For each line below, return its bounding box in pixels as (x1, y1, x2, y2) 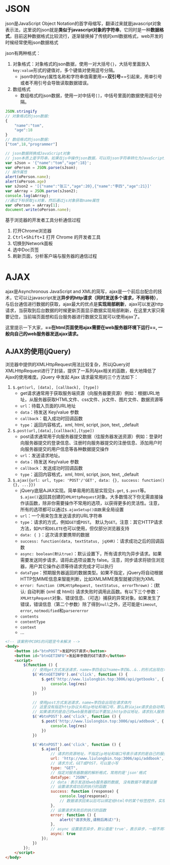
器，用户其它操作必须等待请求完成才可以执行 (20, 563, 114, 569)
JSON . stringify (5, 109, 37, 114)
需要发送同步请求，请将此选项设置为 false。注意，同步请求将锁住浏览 (20, 557, 165, 563)
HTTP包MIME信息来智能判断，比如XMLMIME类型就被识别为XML (20, 576, 155, 582)
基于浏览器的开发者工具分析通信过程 (5, 217, 81, 223)
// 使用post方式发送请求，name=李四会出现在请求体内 (32, 700, 132, 705)
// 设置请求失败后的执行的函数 (50, 807, 107, 813)
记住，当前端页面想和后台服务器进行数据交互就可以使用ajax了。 (9, 314, 143, 320)
